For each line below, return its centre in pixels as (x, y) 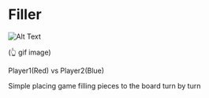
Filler (25, 15)
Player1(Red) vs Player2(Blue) (56, 70)
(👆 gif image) (30, 52)
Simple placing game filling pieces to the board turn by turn (104, 85)
